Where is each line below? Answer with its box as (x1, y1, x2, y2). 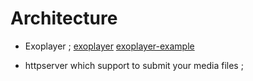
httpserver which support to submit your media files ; (24, 59, 244, 71)
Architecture (10, 7, 118, 30)
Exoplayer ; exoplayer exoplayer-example (24, 40, 195, 52)
